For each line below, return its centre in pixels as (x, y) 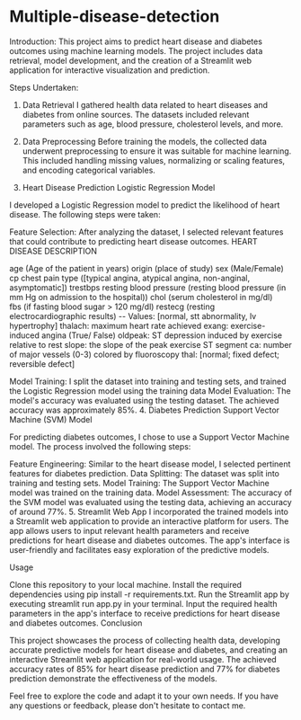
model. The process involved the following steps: (100, 446)
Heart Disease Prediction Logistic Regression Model (119, 187)
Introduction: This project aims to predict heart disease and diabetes (136, 41)
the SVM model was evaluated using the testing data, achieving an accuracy (150, 502)
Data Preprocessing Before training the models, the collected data (145, 141)
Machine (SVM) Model (51, 419)
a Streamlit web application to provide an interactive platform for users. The (149, 521)
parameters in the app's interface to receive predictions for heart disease (145, 613)
